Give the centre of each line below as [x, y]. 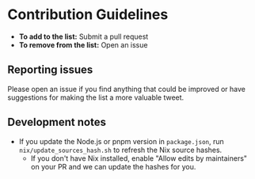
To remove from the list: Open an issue [83, 44]
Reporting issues [50, 70]
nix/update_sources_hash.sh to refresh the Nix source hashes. [120, 150]
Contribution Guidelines [88, 15]
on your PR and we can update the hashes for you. [113, 166]
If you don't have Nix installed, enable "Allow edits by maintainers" [139, 158]
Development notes [57, 122]
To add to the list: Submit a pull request [84, 36]
